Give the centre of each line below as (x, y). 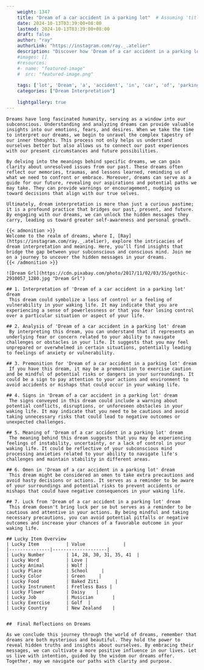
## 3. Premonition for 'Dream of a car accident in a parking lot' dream (102, 363)
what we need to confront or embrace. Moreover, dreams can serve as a (99, 177)
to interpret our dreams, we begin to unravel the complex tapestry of (99, 135)
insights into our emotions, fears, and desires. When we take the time (100, 129)
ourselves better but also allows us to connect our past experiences (97, 145)
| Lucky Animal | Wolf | (47, 566)
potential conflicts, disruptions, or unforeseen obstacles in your (95, 406)
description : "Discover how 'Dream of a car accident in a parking (104, 52)
